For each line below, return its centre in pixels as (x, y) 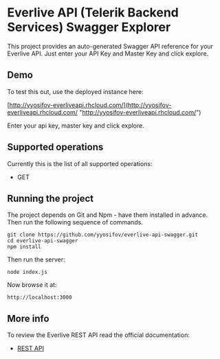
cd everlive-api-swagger (43, 241)
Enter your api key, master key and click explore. (76, 126)
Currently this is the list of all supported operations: (80, 163)
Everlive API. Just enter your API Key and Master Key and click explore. (108, 54)
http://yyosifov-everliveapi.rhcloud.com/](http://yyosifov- (90, 105)
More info (28, 318)
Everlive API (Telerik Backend (93, 13)
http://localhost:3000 (40, 298)
